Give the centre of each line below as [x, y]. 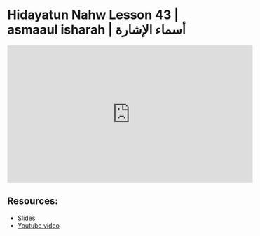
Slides [26, 218]
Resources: [33, 201]
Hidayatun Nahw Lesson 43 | [93, 15]
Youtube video [38, 225]
